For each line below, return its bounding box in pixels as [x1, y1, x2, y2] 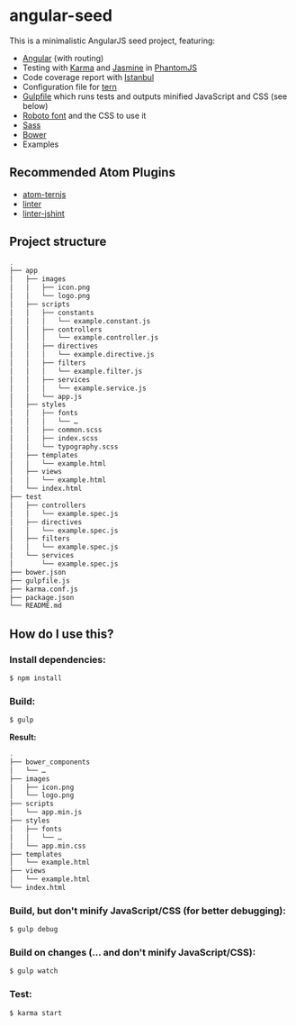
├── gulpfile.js [9, 576, 70, 586]
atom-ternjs [22, 188, 67, 199]
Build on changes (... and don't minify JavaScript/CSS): [9, 947, 256, 959]
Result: [9, 731, 37, 743]
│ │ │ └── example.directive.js [9, 350, 155, 359]
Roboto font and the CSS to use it [22, 110, 147, 121]
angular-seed [9, 5, 112, 26]
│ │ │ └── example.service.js [9, 384, 147, 393]
